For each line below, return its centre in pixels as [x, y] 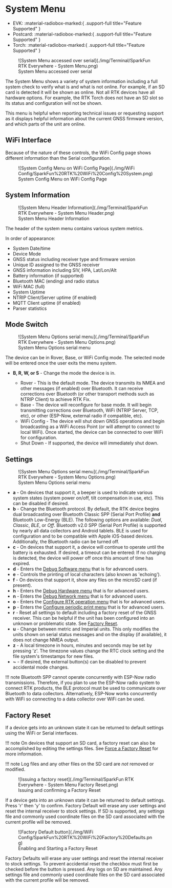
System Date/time [31, 248]
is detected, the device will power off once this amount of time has [83, 558]
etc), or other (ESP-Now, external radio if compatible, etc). [82, 416]
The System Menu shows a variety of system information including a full [81, 81]
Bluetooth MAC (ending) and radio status [56, 281]
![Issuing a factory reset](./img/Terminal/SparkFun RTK [76, 779]
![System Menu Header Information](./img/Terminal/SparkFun [83, 207]
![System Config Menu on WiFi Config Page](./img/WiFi [76, 168]
